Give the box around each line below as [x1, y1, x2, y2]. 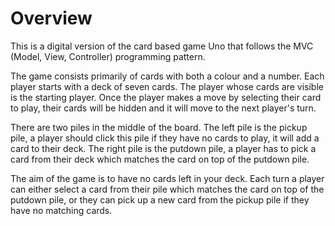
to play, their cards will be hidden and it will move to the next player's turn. [10, 102, 317, 114]
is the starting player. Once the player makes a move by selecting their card [10, 91, 322, 103]
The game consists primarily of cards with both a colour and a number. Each [10, 70, 325, 82]
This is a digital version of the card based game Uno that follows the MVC [10, 40, 314, 52]
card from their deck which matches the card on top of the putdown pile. [10, 153, 310, 165]
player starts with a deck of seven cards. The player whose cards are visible [10, 80, 324, 92]
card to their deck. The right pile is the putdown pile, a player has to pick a [10, 142, 317, 154]
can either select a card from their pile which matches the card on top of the [10, 183, 325, 195]
